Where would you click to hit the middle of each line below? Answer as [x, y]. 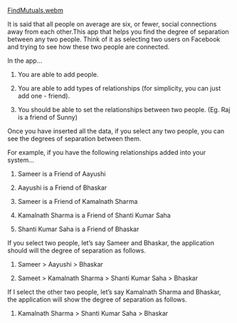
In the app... [25, 61]
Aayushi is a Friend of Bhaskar [62, 188]
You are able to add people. [58, 75]
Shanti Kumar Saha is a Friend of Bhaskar [78, 229]
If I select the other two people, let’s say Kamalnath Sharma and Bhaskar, [114, 292]
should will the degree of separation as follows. [77, 250]
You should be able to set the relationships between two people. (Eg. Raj [124, 109]
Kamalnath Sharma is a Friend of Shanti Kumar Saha [94, 215]
